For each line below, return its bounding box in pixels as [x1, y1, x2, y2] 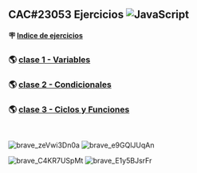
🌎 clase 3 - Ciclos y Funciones [8, 104, 130, 115]
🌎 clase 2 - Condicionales [8, 79, 112, 90]
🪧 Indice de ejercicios [8, 30, 84, 40]
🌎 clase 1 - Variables [8, 53, 91, 65]
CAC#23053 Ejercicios [8, 8, 124, 22]
